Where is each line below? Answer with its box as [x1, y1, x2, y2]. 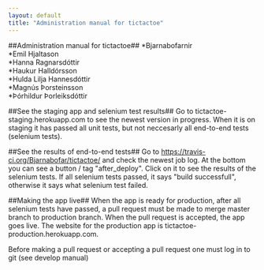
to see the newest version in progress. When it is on [87, 114, 256, 124]
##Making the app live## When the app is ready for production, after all [8, 195, 241, 205]
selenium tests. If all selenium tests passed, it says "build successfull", [8, 171, 236, 182]
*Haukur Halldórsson [8, 66, 77, 75]
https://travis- [161, 147, 206, 156]
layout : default [8, 11, 61, 20]
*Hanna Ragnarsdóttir [8, 57, 80, 67]
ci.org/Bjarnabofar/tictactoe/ [8, 155, 101, 164]
